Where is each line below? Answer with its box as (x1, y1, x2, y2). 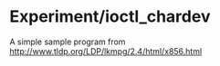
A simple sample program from (9, 36, 126, 47)
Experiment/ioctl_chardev (9, 6, 211, 27)
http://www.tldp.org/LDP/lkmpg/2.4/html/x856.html (9, 45, 203, 56)
